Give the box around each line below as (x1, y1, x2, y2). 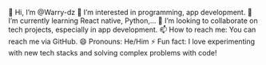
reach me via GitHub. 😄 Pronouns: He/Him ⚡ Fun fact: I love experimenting (8, 36, 256, 46)
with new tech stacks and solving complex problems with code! (8, 48, 217, 57)
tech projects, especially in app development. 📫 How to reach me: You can (8, 25, 256, 34)
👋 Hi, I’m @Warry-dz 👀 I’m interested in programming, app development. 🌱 (8, 8, 253, 17)
